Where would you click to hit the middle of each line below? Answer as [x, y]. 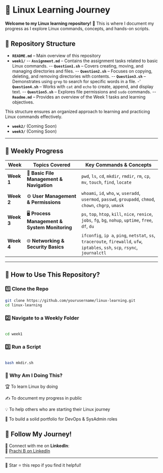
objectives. [23, 102]
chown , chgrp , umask [103, 205]
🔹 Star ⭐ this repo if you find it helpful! [43, 465]
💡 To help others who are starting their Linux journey [58, 409]
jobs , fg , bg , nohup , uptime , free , [117, 220]
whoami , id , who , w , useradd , [111, 193]
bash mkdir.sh [19, 363]
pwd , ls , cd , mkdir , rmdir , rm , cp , [116, 176]
